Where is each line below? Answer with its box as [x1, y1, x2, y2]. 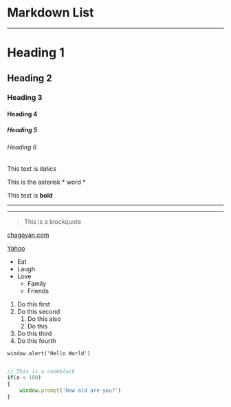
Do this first [16, 300, 50, 308]
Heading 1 [7, 45, 65, 61]
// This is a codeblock [7, 368, 76, 375]
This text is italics [7, 164, 57, 173]
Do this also [27, 315, 61, 323]
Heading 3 [7, 93, 43, 103]
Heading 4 [7, 110, 38, 118]
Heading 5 [7, 125, 38, 134]
